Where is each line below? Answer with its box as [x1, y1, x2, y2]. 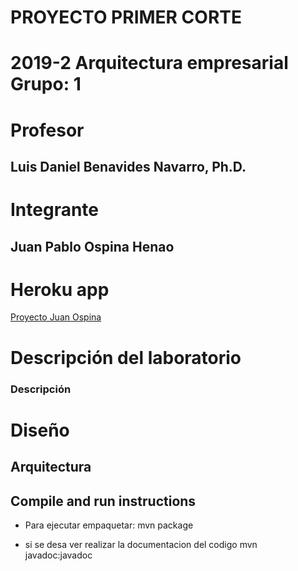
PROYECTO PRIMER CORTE [10, 6, 242, 29]
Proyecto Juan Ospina [10, 311, 102, 323]
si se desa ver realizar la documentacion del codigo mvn [24, 538, 258, 550]
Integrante [10, 199, 100, 221]
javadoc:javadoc [24, 549, 93, 561]
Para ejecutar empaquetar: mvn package [24, 519, 194, 531]
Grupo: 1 [10, 73, 82, 96]
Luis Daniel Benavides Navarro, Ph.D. [10, 158, 247, 175]
